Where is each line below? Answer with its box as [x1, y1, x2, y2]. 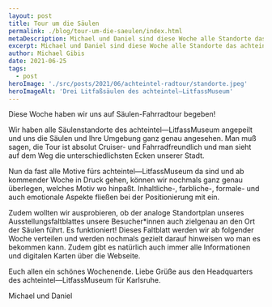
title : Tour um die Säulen [8, 19, 100, 28]
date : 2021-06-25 [8, 58, 67, 66]
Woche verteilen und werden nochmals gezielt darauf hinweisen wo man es [8, 234, 261, 244]
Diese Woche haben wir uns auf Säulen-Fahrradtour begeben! [8, 109, 216, 119]
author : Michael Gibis [8, 49, 85, 58]
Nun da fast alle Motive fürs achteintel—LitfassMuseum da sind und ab [8, 167, 244, 177]
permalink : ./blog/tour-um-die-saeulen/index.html [8, 27, 183, 35]
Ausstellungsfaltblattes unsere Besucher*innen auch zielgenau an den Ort [8, 216, 256, 227]
